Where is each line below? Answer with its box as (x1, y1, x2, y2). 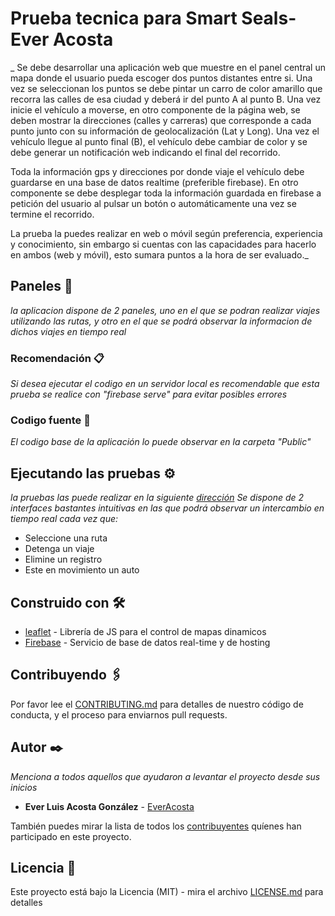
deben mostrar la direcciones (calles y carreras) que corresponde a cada (10, 114, 312, 126)
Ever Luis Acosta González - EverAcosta (24, 800, 195, 812)
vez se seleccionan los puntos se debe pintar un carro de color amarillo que (10, 82, 323, 94)
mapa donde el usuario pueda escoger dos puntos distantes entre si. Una (10, 72, 313, 84)
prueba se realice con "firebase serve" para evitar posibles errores (10, 388, 288, 401)
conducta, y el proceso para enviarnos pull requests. (10, 708, 228, 721)
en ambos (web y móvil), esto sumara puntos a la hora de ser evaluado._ (10, 248, 309, 261)
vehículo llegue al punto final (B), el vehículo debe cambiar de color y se (10, 135, 308, 147)
